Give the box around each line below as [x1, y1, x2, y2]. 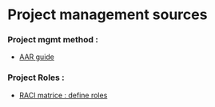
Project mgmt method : [7, 34, 99, 46]
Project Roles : [7, 72, 65, 83]
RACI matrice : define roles [18, 90, 108, 100]
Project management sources [7, 6, 208, 24]
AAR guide [18, 52, 55, 61]
